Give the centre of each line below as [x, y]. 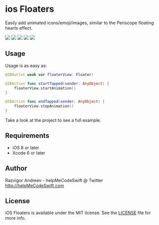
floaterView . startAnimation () [45, 88]
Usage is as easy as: [26, 66]
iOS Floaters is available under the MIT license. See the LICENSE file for [78, 213]
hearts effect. [19, 28]
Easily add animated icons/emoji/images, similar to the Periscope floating [79, 23]
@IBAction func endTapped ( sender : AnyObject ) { [55, 102]
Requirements [27, 136]
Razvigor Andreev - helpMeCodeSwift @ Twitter [54, 180]
